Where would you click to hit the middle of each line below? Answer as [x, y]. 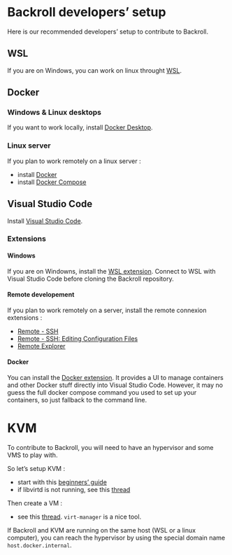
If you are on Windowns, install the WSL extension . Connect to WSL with [111, 271]
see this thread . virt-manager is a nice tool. [79, 517]
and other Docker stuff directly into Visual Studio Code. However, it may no [115, 385]
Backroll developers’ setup [87, 12]
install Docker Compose [52, 182]
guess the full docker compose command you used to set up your [102, 393]
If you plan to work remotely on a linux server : [74, 161]
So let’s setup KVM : [36, 469]
